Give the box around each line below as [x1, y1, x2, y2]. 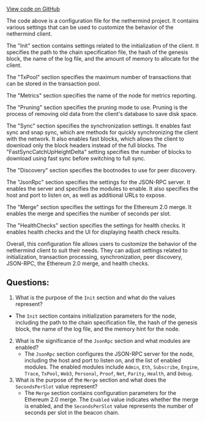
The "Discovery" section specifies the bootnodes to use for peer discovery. [6, 167, 197, 174]
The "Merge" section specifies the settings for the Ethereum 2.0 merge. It [6, 204, 192, 210]
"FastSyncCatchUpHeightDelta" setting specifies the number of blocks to [6, 148, 192, 155]
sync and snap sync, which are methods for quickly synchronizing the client [6, 129, 198, 136]
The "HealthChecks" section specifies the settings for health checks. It [6, 222, 185, 229]
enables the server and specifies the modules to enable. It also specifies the [6, 185, 199, 192]
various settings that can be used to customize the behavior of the [6, 24, 174, 31]
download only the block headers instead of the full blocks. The [6, 142, 167, 149]
